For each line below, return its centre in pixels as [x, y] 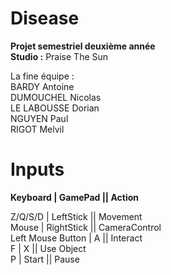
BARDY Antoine [42, 86]
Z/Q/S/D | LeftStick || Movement [76, 216]
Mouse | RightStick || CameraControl [86, 227]
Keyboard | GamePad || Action [74, 197]
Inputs [37, 169]
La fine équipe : [42, 76]
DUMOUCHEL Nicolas [56, 97]
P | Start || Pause [45, 259]
